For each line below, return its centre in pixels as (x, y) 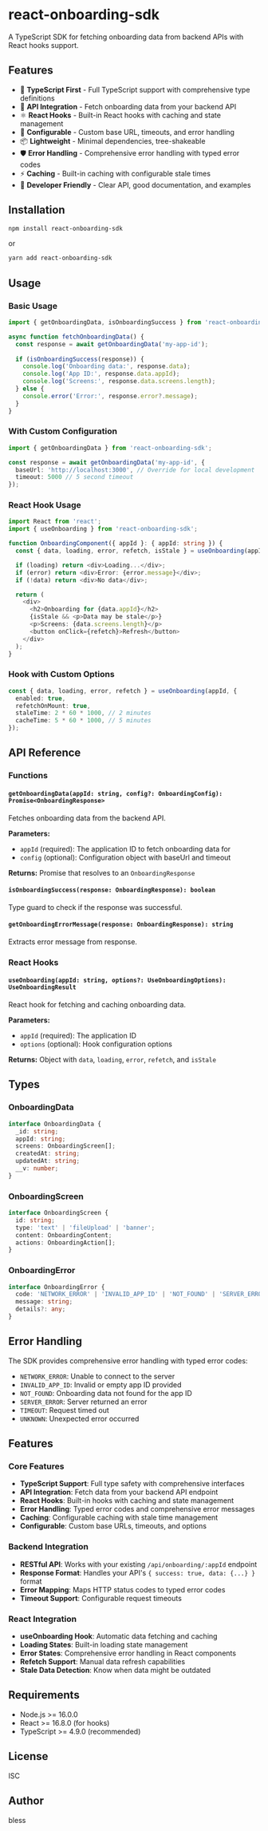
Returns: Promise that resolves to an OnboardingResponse (102, 872)
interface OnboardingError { (57, 1287)
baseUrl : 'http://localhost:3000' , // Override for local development (135, 470)
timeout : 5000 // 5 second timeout (75, 477)
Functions (28, 776)
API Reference (45, 753)
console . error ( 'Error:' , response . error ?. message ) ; (110, 396)
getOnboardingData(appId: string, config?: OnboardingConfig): (116, 793)
